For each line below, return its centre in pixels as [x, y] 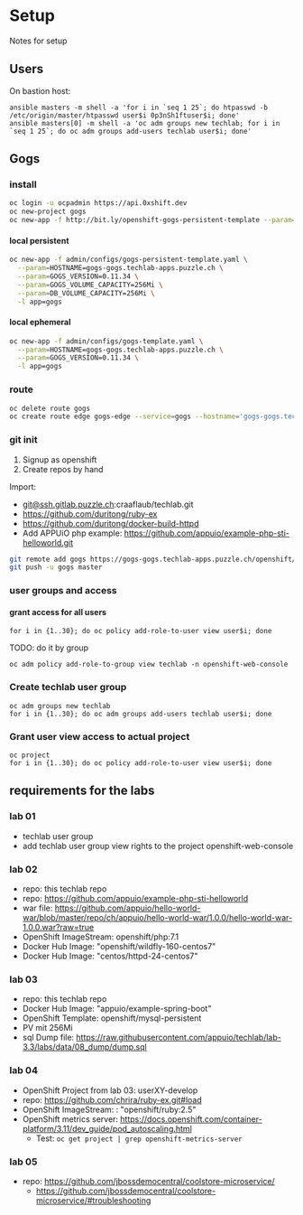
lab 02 [23, 869]
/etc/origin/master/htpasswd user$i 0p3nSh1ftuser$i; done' [125, 115]
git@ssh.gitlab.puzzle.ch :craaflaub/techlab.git [108, 504]
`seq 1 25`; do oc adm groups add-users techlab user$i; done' [131, 131]
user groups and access [63, 591]
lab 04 [24, 1070]
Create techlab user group [68, 687]
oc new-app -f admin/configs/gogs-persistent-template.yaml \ [129, 260]
